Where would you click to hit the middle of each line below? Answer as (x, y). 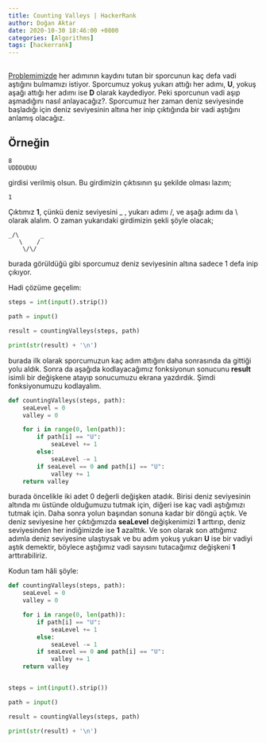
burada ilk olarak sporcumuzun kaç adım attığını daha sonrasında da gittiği (130, 360)
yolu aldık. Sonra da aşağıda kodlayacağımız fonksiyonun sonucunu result (130, 369)
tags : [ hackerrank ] (40, 45)
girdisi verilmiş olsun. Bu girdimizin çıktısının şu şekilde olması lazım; (120, 183)
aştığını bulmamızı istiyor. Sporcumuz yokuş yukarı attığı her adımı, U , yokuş (132, 84)
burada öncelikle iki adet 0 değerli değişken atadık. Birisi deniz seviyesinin (130, 496)
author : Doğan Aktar (42, 23)
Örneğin (29, 143)
